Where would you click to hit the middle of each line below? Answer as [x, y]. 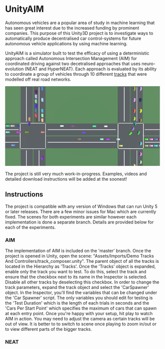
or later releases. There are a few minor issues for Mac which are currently [81, 211]
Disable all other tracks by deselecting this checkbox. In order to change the [82, 282]
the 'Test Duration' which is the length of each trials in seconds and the [77, 303]
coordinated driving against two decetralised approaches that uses [73, 63]
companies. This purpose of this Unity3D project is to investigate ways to [79, 33]
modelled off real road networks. [38, 79]
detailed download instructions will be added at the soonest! [66, 179]
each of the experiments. [30, 227]
